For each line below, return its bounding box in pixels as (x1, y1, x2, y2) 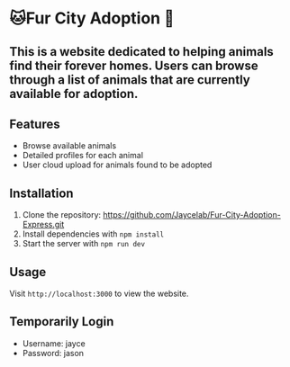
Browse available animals (22, 140, 117, 151)
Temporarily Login (9, 314, 114, 329)
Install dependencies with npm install (22, 228, 165, 239)
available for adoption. (9, 85, 139, 102)
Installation (9, 185, 74, 201)
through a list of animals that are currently (9, 72, 250, 87)
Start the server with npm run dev (22, 238, 146, 249)
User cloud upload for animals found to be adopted (22, 159, 213, 170)
